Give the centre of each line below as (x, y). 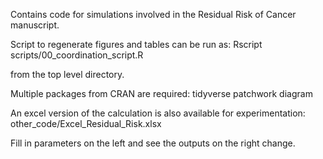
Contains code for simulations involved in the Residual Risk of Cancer (153, 14)
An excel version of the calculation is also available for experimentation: (158, 113)
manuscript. (35, 25)
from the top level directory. (67, 74)
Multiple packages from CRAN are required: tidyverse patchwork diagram (161, 93)
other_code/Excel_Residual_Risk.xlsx (86, 123)
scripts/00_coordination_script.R (77, 55)
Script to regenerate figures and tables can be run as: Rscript (136, 44)
